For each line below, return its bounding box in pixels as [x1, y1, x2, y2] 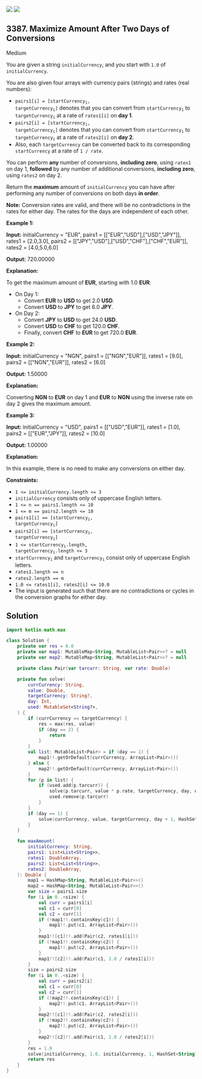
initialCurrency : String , [28, 844, 93, 850]
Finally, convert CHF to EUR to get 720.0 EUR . [23, 329, 138, 337]
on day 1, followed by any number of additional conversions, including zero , [6, 166, 195, 173]
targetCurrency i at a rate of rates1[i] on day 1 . [14, 111, 133, 120]
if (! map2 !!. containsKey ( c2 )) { [38, 1018, 120, 1024]
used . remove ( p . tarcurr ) [49, 794, 109, 800]
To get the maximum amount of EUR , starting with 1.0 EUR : [6, 279, 151, 286]
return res [28, 1057, 55, 1063]
